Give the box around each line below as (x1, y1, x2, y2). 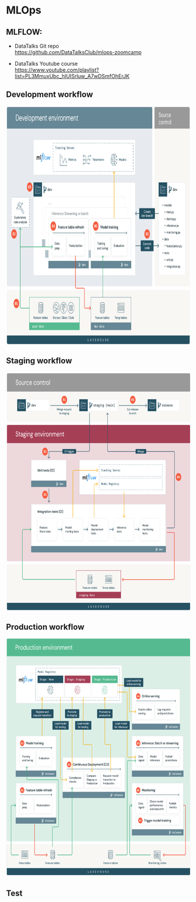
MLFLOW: (6, 27, 43, 37)
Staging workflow (6, 356, 73, 366)
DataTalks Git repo (14, 42, 60, 49)
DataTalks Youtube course (14, 60, 78, 67)
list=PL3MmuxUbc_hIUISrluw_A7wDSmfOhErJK (14, 73, 130, 79)
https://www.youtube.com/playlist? (14, 66, 99, 73)
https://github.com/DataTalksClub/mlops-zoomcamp (14, 49, 142, 56)
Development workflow (6, 89, 94, 100)
